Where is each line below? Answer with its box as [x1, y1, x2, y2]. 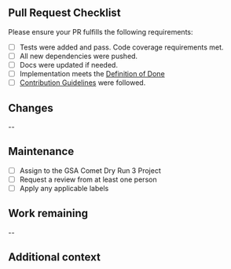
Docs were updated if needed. [19, 60, 118, 69]
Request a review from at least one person [19, 175, 157, 184]
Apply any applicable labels [19, 183, 109, 193]
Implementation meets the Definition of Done [19, 69, 165, 78]
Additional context [8, 251, 101, 264]
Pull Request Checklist [8, 6, 121, 20]
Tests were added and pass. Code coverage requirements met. [19, 42, 224, 52]
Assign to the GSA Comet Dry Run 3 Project [19, 165, 161, 175]
